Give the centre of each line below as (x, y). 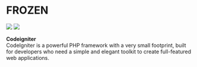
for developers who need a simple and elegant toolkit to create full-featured (99, 52)
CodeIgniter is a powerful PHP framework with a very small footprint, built (96, 45)
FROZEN (27, 10)
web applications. (28, 58)
